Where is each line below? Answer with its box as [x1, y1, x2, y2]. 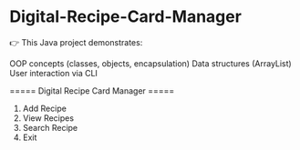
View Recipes [22, 112, 75, 124]
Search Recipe [22, 122, 78, 133]
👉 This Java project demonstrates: [9, 36, 143, 47]
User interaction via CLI [9, 67, 98, 78]
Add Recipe [22, 103, 67, 114]
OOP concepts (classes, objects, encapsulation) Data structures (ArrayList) [9, 57, 292, 69]
